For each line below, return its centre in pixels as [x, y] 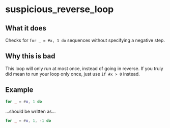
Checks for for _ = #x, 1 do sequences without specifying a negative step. [85, 40]
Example [19, 90]
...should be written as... [31, 111]
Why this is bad [30, 56]
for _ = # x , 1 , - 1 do [28, 120]
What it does [26, 28]
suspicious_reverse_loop [60, 9]
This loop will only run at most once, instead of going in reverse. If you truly [84, 68]
